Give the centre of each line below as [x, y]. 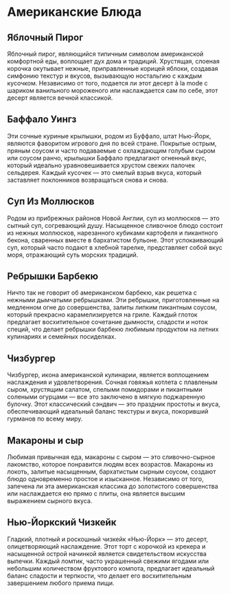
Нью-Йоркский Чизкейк [62, 523]
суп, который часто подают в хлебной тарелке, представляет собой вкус [115, 247]
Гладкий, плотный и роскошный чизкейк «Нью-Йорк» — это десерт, [107, 539]
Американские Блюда [74, 12]
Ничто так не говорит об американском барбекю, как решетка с [102, 293]
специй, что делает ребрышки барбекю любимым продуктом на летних [113, 329]
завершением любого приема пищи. [61, 583]
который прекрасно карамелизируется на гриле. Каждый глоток [102, 315]
